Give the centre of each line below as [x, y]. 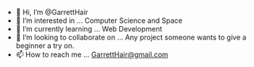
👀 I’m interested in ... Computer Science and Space [99, 20]
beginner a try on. [45, 46]
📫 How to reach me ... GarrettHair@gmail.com [92, 54]
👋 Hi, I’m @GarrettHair [52, 12]
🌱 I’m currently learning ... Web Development [89, 29]
